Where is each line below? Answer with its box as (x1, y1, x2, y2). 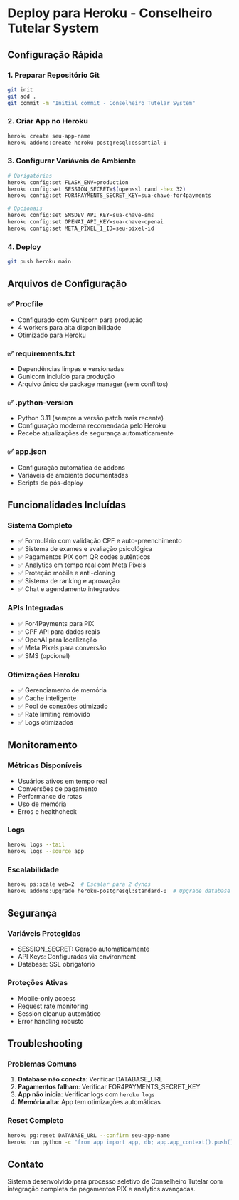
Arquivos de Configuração (7, 278, 127, 290)
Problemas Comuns (7, 1059, 77, 1069)
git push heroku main (7, 258, 72, 266)
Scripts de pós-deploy (17, 478, 84, 487)
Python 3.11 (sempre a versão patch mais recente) (17, 414, 164, 423)
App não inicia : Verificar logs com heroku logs (17, 1090, 155, 1099)
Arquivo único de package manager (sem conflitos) (17, 380, 169, 388)
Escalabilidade (7, 864, 59, 874)
